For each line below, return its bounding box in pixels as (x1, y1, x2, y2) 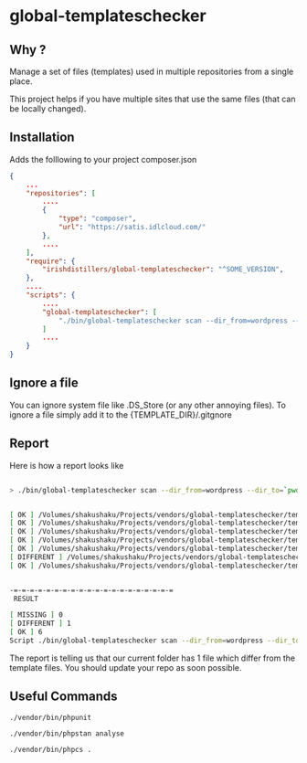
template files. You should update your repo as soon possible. (9, 662, 242, 673)
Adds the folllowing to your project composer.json (9, 154, 197, 164)
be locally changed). (9, 103, 87, 114)
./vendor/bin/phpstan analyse (9, 728, 125, 738)
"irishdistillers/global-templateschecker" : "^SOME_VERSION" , (42, 265, 284, 274)
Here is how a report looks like (9, 460, 124, 471)
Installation (9, 130, 75, 145)
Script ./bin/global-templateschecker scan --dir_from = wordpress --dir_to (9, 636, 301, 645)
